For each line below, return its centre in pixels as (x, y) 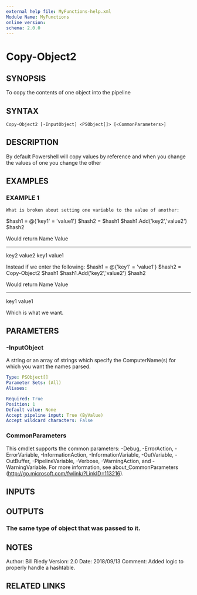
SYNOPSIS (26, 78)
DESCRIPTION (32, 142)
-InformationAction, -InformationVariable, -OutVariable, (107, 454)
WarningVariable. (27, 467)
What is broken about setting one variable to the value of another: (93, 210)
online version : (26, 22)
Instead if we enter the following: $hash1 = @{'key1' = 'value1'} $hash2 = (94, 267)
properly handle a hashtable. (41, 568)
